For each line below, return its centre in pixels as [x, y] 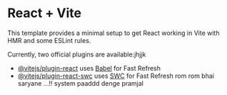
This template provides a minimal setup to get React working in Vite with [113, 33]
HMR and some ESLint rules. [49, 40]
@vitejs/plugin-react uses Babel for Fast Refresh [89, 68]
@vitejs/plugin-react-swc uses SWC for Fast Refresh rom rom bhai [116, 76]
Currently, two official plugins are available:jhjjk [77, 54]
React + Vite [45, 13]
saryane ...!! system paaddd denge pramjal [81, 83]
